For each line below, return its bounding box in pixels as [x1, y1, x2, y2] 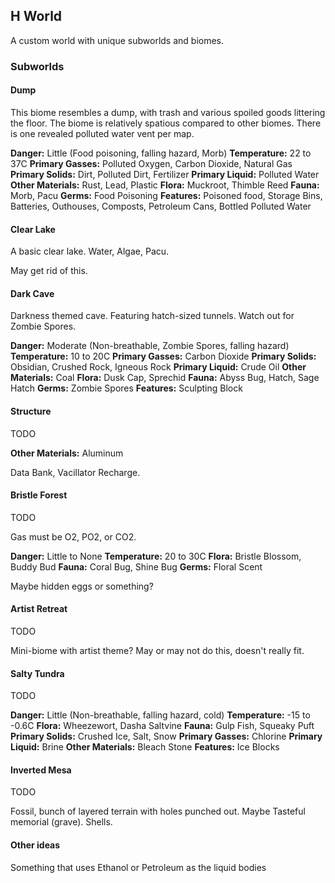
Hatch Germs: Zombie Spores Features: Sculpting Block [10, 382, 243, 394]
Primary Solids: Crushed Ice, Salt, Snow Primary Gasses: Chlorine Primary [10, 730, 323, 743]
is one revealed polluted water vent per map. [10, 127, 195, 139]
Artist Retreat [10, 603, 68, 615]
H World [10, 8, 63, 25]
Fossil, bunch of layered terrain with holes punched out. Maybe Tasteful [10, 805, 306, 818]
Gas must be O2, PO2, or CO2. [10, 530, 137, 543]
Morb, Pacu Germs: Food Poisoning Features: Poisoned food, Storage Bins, [10, 189, 323, 201]
